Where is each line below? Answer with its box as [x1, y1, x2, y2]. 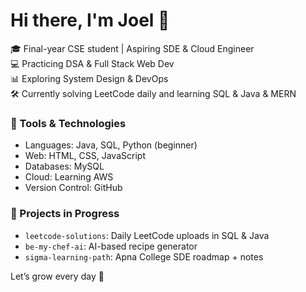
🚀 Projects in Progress [10, 207, 120, 221]
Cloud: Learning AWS [24, 171, 114, 183]
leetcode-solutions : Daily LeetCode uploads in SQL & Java [24, 229, 270, 241]
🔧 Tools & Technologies [10, 116, 127, 130]
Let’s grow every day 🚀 [10, 270, 105, 282]
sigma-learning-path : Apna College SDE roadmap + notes [24, 250, 264, 263]
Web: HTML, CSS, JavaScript [24, 150, 146, 162]
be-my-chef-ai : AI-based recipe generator [24, 240, 198, 252]
